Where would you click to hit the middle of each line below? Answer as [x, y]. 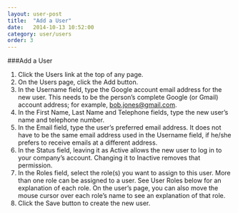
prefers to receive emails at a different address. [88, 142]
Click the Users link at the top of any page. [80, 75]
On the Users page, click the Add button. [78, 82]
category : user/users [40, 34]
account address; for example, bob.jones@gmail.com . [97, 105]
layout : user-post [35, 14]
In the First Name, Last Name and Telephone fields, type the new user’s [123, 113]
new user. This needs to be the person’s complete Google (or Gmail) [118, 98]
